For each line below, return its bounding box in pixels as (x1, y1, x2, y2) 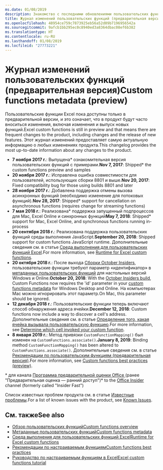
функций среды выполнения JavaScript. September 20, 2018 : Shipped (12, 234, 155, 240)
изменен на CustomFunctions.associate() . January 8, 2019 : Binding (12, 337, 148, 342)
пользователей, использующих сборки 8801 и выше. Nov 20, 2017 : (12, 177, 150, 183)
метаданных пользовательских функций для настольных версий (12, 270, 147, 276)
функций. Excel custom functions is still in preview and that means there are (5, 127, 156, 132)
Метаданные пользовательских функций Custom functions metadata (12, 429, 152, 435)
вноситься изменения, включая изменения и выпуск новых (5, 121, 129, 127)
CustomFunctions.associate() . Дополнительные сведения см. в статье (12, 347, 157, 353)
